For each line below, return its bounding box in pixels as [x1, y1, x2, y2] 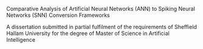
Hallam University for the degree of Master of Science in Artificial [6, 30, 170, 37]
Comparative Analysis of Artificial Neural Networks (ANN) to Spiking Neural [6, 5, 196, 12]
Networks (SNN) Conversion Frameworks [6, 11, 111, 19]
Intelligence [6, 36, 35, 43]
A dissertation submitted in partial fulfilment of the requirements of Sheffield [6, 24, 198, 30]
